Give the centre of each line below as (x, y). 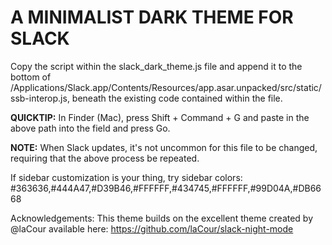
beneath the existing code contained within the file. (177, 98)
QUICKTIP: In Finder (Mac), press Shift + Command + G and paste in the (160, 117)
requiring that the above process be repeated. (105, 158)
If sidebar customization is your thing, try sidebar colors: (126, 177)
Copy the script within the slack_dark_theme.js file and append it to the (156, 66)
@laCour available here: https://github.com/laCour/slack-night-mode (152, 228)
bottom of (31, 77)
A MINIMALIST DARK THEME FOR (152, 17)
